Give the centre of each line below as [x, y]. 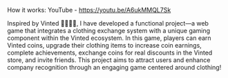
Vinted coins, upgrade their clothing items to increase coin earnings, [104, 45]
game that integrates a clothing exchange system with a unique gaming [109, 31]
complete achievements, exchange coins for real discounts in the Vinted [110, 52]
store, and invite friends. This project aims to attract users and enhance [109, 60]
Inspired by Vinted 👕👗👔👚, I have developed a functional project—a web [108, 23]
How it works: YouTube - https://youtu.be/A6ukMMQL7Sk [89, 10]
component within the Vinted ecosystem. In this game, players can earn [110, 38]
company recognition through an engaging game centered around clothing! [114, 67]
